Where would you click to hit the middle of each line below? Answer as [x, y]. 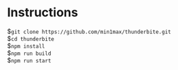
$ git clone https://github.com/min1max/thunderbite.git [89, 31]
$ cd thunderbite [31, 38]
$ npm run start [29, 60]
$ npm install [26, 46]
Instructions [43, 13]
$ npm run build [29, 53]
